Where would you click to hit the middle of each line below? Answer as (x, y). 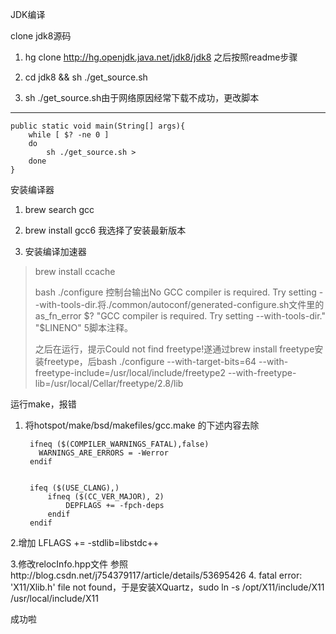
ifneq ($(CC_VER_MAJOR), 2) (106, 497)
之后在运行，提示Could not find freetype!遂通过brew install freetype (174, 349)
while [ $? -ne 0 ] (69, 135)
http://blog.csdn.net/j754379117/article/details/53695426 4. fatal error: (156, 575)
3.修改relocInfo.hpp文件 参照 (69, 564)
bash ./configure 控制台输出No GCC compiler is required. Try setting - (179, 292)
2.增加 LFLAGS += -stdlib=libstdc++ (85, 542)
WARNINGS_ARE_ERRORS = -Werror (103, 453)
